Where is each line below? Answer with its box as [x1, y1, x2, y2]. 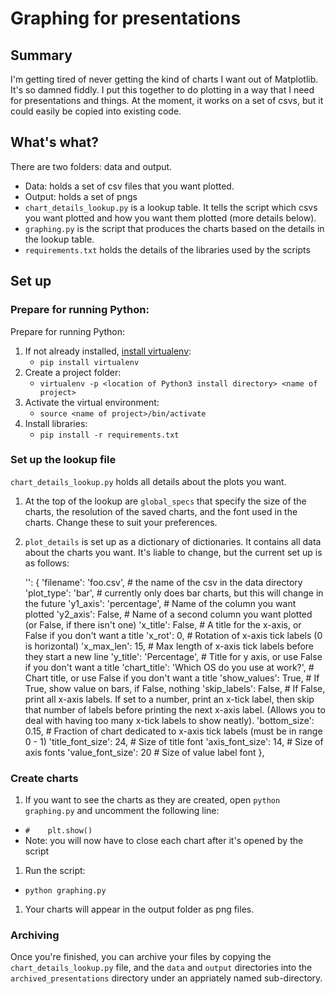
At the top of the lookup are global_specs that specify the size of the [24, 495, 307, 507]
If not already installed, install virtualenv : [24, 345, 192, 357]
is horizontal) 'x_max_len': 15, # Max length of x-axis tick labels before [24, 640, 315, 652]
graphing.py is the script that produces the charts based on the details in [24, 222, 325, 234]
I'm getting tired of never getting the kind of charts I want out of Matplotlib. [10, 73, 319, 85]
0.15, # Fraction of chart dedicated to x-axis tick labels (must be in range [24, 725, 323, 737]
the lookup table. [24, 233, 95, 245]
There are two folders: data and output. [10, 160, 173, 172]
